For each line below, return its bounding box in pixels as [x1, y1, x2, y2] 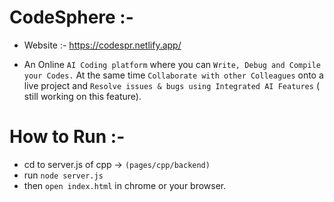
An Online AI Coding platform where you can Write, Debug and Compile [23, 58, 321, 70]
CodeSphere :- [9, 6, 134, 29]
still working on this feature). [23, 90, 142, 102]
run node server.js [23, 169, 104, 181]
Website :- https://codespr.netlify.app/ [23, 39, 182, 51]
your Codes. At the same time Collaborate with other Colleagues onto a [23, 69, 324, 81]
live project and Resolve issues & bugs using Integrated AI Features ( [23, 79, 320, 91]
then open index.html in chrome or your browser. [23, 179, 227, 191]
